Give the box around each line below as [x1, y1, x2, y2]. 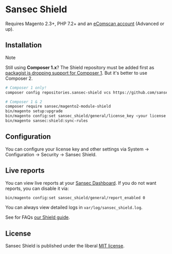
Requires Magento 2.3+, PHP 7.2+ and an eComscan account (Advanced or [5, 20, 165, 27]
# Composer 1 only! [5, 85, 47, 90]
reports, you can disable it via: [5, 185, 69, 192]
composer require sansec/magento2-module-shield [5, 104, 111, 109]
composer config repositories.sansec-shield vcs [5, 90, 111, 95]
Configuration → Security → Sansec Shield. [5, 151, 97, 157]
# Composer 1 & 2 [5, 99, 42, 104]
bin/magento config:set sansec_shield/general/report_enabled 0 [5, 195, 145, 200]
